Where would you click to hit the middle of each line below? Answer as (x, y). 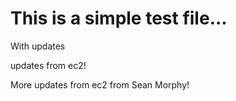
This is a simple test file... (119, 18)
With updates (38, 46)
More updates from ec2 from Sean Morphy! (100, 84)
